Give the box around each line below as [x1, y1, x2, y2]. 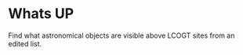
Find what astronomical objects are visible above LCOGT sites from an [8, 31, 235, 40]
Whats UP [8, 5, 74, 23]
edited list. [8, 38, 42, 48]
